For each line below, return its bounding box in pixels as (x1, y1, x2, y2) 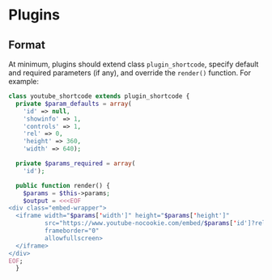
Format (8, 38, 46, 52)
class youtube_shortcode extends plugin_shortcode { (8, 92, 190, 100)
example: (8, 77, 39, 86)
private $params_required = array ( (15, 159, 136, 168)
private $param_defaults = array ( (15, 100, 132, 108)
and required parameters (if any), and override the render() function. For (8, 68, 251, 78)
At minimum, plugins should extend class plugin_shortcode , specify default (8, 59, 259, 69)
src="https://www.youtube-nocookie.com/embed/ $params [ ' (44, 219, 237, 227)
